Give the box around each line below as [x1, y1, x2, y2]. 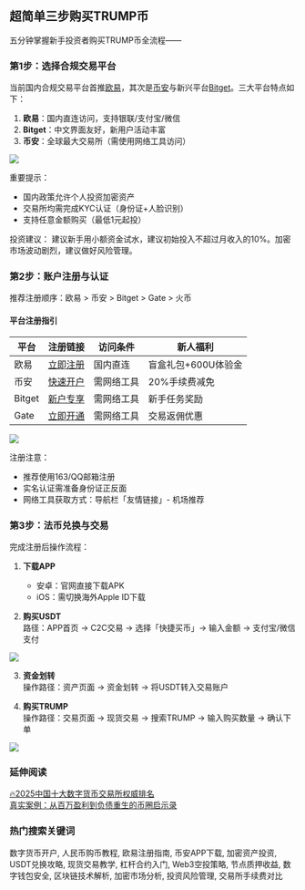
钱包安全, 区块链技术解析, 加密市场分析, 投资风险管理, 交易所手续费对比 [16, 870, 283, 881]
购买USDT [22, 610, 62, 622]
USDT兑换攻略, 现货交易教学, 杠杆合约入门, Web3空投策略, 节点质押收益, [9, 858, 281, 869]
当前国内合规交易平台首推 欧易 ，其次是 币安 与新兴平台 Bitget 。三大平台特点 [9, 82, 287, 93]
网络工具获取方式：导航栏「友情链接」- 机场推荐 [22, 493, 205, 504]
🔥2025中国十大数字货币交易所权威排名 [9, 788, 155, 800]
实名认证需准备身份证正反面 [22, 482, 127, 493]
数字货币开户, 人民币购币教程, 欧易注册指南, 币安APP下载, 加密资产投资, [9, 847, 278, 858]
